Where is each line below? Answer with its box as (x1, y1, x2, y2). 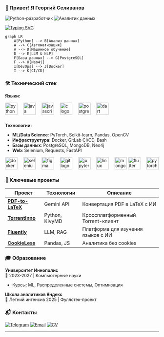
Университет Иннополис (5, 267, 59, 273)
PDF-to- (7, 197, 28, 204)
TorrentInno (7, 214, 36, 221)
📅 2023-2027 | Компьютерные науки (5, 273, 82, 279)
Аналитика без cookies (82, 240, 137, 246)
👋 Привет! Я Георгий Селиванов (5, 4, 84, 11)
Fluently (7, 228, 27, 235)
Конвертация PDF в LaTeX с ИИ (82, 201, 157, 207)
